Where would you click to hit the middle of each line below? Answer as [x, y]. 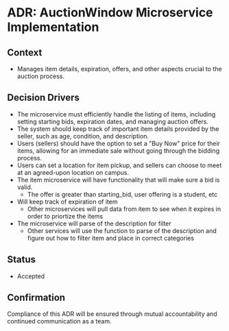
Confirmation [36, 298]
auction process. [41, 76]
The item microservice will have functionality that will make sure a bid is [119, 180]
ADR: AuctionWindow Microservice [110, 13]
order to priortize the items [65, 216]
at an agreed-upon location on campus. [73, 172]
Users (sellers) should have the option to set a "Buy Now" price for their [119, 143]
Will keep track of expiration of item [67, 201]
